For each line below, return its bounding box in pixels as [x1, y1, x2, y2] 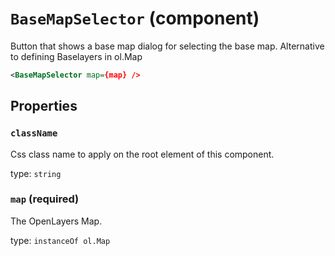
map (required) [10, 192, 80, 206]
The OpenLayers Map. [10, 215, 103, 227]
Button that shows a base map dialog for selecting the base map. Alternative [10, 40, 325, 52]
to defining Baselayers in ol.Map [10, 50, 143, 62]
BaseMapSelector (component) [10, 7, 260, 30]
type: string [10, 167, 62, 179]
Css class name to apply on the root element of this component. [10, 148, 275, 160]
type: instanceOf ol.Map [10, 234, 111, 246]
